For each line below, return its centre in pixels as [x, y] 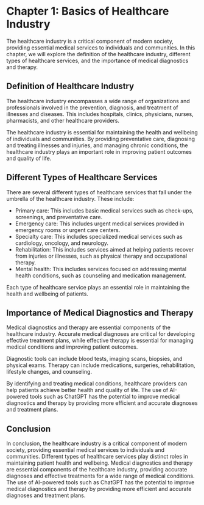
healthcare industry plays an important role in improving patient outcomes [99, 151]
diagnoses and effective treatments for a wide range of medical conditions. [100, 476]
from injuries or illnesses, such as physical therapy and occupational [101, 256]
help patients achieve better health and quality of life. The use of [87, 390]
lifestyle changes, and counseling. [49, 372]
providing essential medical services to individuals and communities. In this [101, 48]
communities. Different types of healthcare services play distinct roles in [97, 457]
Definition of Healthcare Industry [70, 86]
